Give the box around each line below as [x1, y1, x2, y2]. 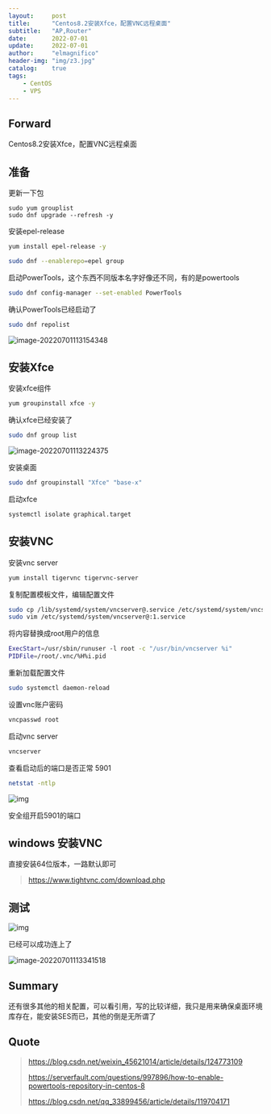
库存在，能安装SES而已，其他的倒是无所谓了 [8, 1011, 156, 1021]
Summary [8, 978, 59, 993]
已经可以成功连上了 [8, 940, 73, 949]
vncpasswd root [8, 715, 60, 723]
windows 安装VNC [8, 836, 103, 850]
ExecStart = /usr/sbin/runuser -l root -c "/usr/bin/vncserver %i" [8, 645, 232, 653]
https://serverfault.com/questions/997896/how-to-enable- [27, 1072, 224, 1082]
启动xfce [8, 494, 38, 504]
